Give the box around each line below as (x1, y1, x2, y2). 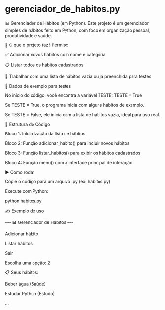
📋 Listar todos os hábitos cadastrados (5, 62, 84, 68)
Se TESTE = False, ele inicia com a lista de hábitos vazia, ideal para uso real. (5, 111, 160, 117)
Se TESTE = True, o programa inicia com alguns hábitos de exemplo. (5, 102, 144, 108)
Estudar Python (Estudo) (5, 290, 55, 296)
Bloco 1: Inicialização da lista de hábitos (5, 131, 86, 136)
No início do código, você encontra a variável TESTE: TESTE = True (5, 92, 142, 98)
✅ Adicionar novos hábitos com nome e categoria (5, 51, 106, 57)
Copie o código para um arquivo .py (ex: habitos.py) (5, 178, 111, 184)
